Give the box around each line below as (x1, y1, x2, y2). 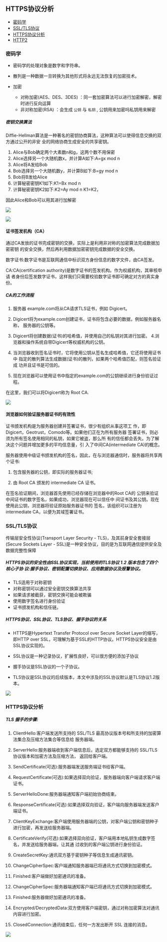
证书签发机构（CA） (5, 228, 47, 234)
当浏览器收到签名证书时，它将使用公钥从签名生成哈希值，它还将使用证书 (12, 350, 161, 356)
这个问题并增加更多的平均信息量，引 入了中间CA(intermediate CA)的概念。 (9, 442, 163, 448)
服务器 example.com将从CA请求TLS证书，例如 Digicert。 (12, 305, 130, 312)
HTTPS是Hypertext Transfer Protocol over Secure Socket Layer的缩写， (12, 630, 161, 636)
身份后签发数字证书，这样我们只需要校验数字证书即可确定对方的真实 (15, 274, 155, 280)
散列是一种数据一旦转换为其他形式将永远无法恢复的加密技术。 (12, 73, 140, 79)
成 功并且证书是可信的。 (12, 362, 63, 368)
